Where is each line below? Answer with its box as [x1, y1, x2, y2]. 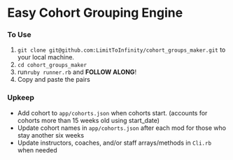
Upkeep [7, 93, 35, 103]
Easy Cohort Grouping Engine [7, 5, 183, 21]
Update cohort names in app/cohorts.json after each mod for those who [17, 124, 226, 132]
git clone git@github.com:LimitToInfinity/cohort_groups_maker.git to [17, 45, 226, 54]
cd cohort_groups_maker [17, 61, 87, 69]
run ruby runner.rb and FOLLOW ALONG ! [17, 68, 137, 76]
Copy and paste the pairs [17, 75, 91, 84]
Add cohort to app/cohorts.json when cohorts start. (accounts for [17, 108, 208, 117]
